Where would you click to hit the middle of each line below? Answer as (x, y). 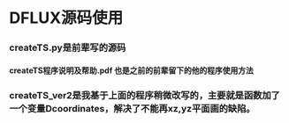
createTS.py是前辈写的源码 (68, 47)
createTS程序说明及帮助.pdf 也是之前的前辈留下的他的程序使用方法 (132, 70)
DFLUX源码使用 (66, 18)
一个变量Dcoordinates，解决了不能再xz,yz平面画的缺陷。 (132, 108)
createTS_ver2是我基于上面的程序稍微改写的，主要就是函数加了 (145, 95)
